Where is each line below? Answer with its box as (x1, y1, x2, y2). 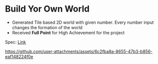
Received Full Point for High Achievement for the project (12, 30, 125, 35)
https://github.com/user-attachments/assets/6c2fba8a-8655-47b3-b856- (5, 48, 153, 54)
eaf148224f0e (5, 53, 33, 59)
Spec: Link (5, 39, 26, 45)
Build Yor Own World (5, 3, 90, 15)
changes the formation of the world (12, 24, 83, 30)
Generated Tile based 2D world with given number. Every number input (12, 19, 154, 25)
